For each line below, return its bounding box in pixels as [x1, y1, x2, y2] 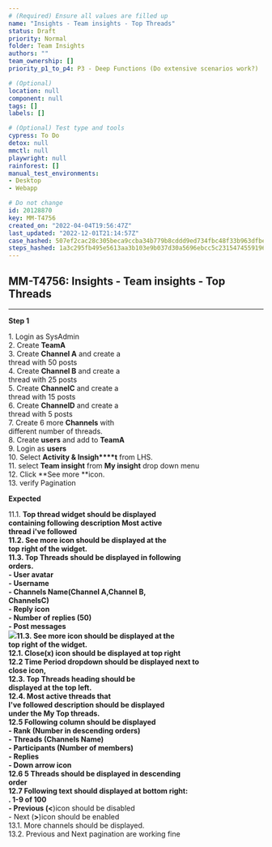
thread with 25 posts [8, 374, 78, 384]
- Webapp [8, 184, 38, 193]
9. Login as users [8, 443, 67, 453]
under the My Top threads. [8, 708, 100, 718]
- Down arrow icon [8, 759, 72, 770]
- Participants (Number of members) [8, 742, 134, 752]
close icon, [8, 665, 47, 675]
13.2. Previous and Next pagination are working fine [8, 828, 181, 839]
